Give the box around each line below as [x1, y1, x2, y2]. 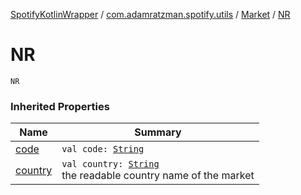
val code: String [61, 144, 145, 155]
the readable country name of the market [61, 169, 255, 183]
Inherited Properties [10, 99, 110, 113]
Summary [134, 125, 182, 139]
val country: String [61, 159, 160, 170]
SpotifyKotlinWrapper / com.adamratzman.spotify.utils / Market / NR [10, 9, 291, 20]
